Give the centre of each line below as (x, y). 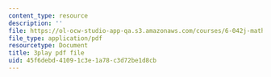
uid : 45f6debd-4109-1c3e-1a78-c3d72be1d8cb (83, 61)
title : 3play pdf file (46, 53)
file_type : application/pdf (56, 38)
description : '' (35, 23)
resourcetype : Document (48, 46)
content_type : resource (48, 16)
